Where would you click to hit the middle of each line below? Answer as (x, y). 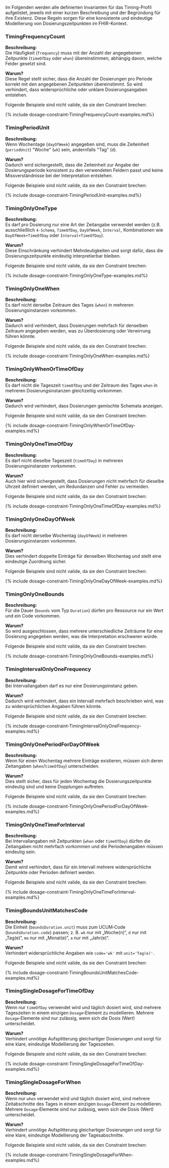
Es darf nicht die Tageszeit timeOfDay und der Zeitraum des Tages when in (81, 385)
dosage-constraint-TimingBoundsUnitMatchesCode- (84, 972)
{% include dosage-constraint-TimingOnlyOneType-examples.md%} (77, 275)
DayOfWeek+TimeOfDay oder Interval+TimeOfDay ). (55, 235)
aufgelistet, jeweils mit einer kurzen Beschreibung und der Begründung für (83, 13)
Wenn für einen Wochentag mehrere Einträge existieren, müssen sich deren (84, 761)
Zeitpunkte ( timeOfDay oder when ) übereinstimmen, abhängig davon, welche (83, 58)
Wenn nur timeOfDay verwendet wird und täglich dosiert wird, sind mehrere (83, 1007)
